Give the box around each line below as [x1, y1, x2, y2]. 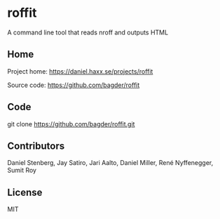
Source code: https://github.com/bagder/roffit [7, 81, 140, 89]
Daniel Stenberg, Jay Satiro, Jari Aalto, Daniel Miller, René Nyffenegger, [7, 159, 214, 167]
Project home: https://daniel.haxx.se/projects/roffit [7, 67, 153, 75]
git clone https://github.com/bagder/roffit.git [7, 119, 135, 128]
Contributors [7, 140, 65, 152]
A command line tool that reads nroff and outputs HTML [7, 28, 169, 36]
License [7, 186, 43, 198]
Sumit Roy [7, 166, 37, 175]
